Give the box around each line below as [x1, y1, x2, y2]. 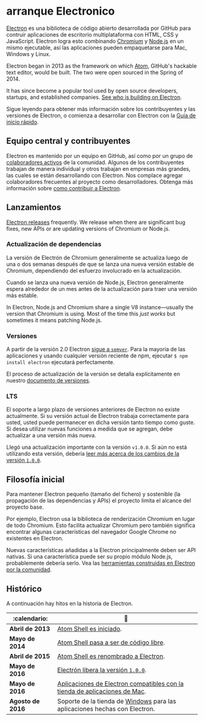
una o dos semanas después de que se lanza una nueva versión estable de [6, 260, 194, 268]
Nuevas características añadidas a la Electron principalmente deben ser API [6, 547, 196, 554]
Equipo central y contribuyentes [6, 136, 131, 146]
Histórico [6, 584, 42, 594]
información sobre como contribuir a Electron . [6, 184, 121, 192]
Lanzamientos [6, 203, 61, 213]
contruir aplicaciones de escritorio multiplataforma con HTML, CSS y [6, 30, 178, 38]
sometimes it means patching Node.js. [6, 316, 102, 324]
